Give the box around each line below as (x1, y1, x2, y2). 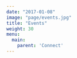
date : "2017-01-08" (6, 8, 56, 15)
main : (12, 37, 26, 43)
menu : (6, 31, 20, 37)
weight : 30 (6, 25, 34, 32)
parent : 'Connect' (17, 43, 64, 49)
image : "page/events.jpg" (6, 14, 72, 21)
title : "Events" (6, 20, 47, 26)
